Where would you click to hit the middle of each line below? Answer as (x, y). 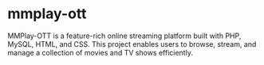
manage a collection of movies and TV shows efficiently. (100, 52)
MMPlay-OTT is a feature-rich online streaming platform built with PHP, (124, 36)
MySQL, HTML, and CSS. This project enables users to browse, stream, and (132, 44)
